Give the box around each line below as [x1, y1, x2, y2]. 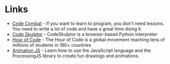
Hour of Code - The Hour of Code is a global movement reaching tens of [12, 37, 165, 43]
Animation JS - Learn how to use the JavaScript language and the [12, 47, 151, 53]
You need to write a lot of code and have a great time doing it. [12, 25, 142, 31]
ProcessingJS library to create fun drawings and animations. [12, 52, 140, 59]
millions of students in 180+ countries [12, 42, 91, 48]
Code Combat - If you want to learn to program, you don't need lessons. [12, 20, 164, 26]
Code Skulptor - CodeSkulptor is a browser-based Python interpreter [12, 31, 158, 37]
